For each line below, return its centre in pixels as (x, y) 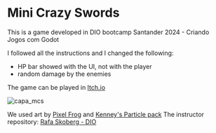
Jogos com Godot (33, 39)
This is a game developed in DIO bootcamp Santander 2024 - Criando (108, 32)
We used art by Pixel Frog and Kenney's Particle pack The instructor (106, 114)
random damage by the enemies (64, 74)
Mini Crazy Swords (63, 13)
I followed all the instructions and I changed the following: (90, 53)
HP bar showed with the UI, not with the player (85, 66)
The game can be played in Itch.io (56, 87)
